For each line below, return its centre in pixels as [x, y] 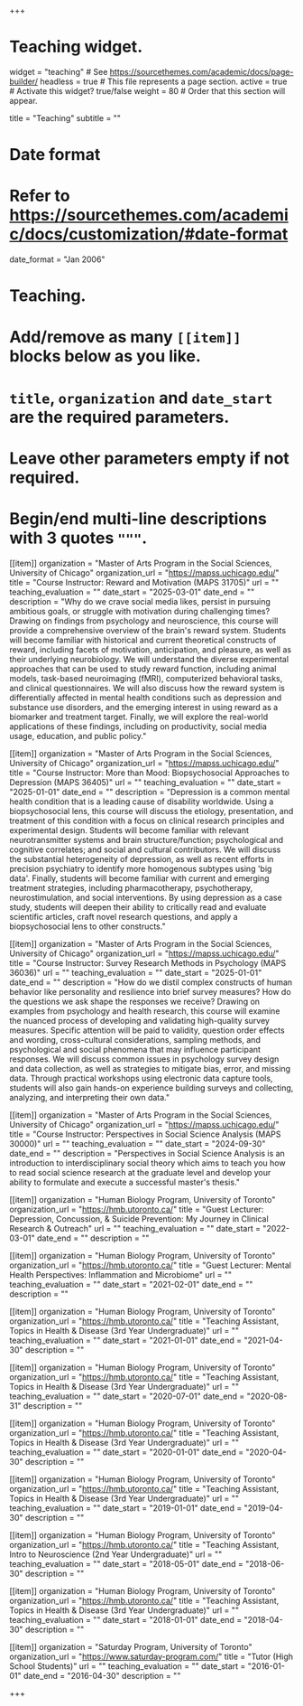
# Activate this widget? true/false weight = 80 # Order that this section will [147, 90]
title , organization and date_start [141, 398]
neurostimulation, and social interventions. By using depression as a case [146, 897]
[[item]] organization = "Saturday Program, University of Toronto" [131, 1646]
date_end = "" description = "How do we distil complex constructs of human [151, 982]
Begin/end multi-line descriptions [138, 519]
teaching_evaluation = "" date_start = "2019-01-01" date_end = [126, 1508]
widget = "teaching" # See [59, 71]
